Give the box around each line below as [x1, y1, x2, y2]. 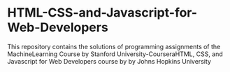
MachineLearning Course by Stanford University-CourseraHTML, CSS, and [7, 50, 224, 58]
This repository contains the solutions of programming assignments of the [7, 42, 221, 51]
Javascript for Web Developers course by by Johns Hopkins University [7, 57, 212, 65]
